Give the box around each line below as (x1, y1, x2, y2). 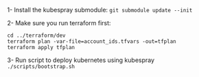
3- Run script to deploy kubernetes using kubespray (7, 56, 155, 64)
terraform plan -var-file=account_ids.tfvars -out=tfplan (7, 38, 176, 45)
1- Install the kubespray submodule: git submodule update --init (7, 6, 193, 14)
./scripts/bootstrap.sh (7, 63, 75, 70)
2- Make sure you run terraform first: (7, 19, 111, 27)
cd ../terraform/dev (7, 32, 67, 39)
